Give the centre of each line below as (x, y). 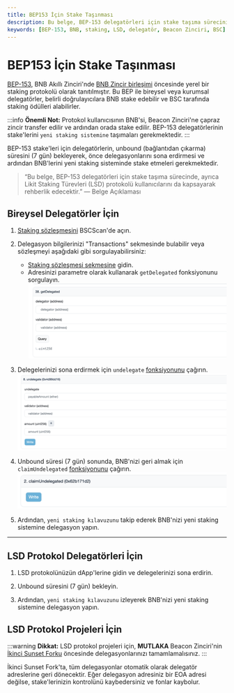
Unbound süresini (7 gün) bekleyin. (68, 586)
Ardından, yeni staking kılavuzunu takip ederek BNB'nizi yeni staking (118, 520)
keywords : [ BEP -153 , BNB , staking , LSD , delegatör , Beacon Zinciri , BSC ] (117, 29)
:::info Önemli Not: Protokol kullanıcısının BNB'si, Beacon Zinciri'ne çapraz (114, 120)
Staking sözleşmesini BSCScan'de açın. (74, 231)
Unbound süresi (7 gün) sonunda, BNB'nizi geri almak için (100, 461)
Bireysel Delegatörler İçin (63, 213)
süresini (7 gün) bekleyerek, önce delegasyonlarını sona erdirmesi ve (106, 156)
